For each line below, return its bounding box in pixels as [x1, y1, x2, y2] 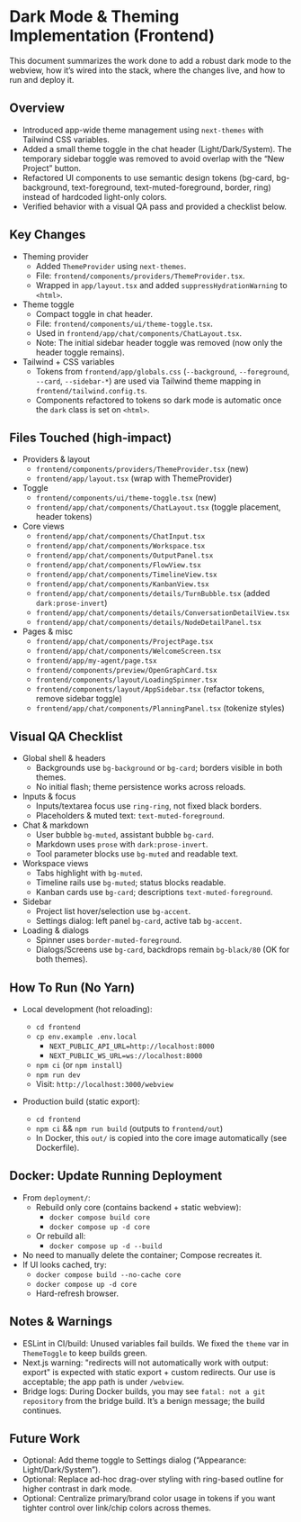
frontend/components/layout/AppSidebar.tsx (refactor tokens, [35, 684, 265, 694]
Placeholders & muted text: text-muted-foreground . [35, 811, 226, 821]
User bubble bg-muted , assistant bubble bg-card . [35, 829, 214, 840]
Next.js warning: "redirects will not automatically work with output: [22, 1357, 269, 1368]
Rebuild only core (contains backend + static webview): [35, 1201, 242, 1212]
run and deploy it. [9, 74, 75, 85]
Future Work [9, 1431, 81, 1446]
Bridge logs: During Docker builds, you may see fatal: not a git [22, 1385, 266, 1397]
